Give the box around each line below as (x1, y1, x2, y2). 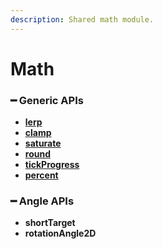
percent (24, 169, 59, 181)
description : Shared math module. (10, 14, 155, 25)
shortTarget (24, 217, 76, 229)
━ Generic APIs (10, 93, 84, 107)
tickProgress (24, 159, 80, 171)
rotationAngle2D (24, 227, 97, 240)
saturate (24, 137, 62, 150)
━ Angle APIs (10, 194, 75, 208)
